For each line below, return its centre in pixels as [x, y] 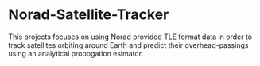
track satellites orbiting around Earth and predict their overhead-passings [128, 45]
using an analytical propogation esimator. [76, 53]
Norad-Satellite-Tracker [89, 15]
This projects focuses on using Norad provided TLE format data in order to [130, 37]
